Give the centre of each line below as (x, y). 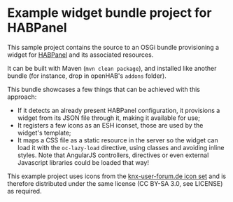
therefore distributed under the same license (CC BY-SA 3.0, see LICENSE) (115, 183)
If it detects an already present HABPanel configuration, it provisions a (119, 110)
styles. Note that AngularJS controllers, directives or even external (113, 155)
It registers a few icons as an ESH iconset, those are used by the (110, 125)
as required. (24, 191)
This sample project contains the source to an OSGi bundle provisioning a (113, 47)
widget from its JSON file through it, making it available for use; (109, 118)
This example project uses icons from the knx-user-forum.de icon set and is (117, 176)
